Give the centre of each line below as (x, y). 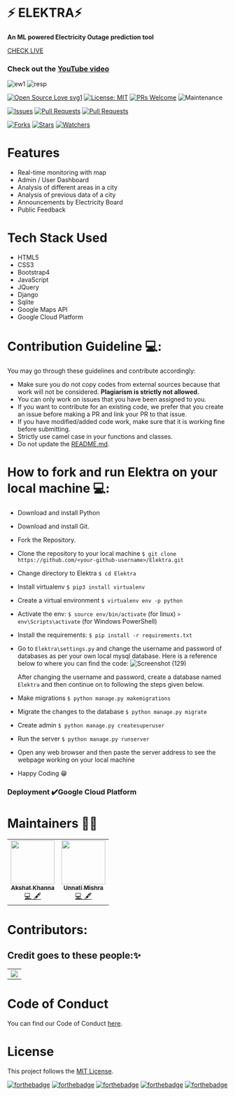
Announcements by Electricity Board (70, 203)
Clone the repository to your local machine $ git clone (97, 553)
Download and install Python (58, 512)
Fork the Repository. (47, 540)
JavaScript (33, 280)
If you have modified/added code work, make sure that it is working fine (121, 422)
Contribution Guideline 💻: (85, 347)
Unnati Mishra (83, 888)
